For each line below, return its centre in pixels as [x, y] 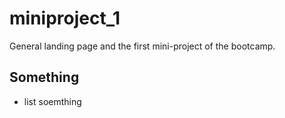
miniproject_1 [65, 18]
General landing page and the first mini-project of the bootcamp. [142, 46]
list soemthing [52, 101]
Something [44, 77]
